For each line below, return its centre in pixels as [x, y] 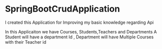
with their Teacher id [26, 42]
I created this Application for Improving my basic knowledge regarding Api [80, 22]
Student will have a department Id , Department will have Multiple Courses [80, 37]
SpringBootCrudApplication [63, 9]
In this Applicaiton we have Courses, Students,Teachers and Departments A [81, 32]
